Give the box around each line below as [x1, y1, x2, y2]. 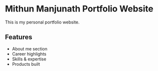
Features [5, 33, 32, 41]
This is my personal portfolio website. [5, 19, 80, 25]
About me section [12, 46, 47, 51]
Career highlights [12, 51, 47, 57]
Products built [12, 61, 40, 67]
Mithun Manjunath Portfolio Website [5, 3, 154, 14]
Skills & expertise [12, 56, 47, 62]
